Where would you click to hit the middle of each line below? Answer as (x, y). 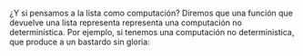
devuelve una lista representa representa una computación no (126, 23)
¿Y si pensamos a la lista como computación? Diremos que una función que (151, 13)
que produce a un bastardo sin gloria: (80, 42)
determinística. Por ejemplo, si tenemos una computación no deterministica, (152, 32)
